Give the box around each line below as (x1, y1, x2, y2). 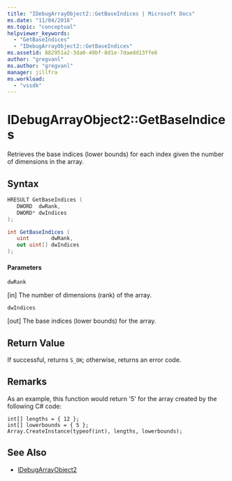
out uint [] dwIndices (16, 242, 80, 249)
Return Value (7, 337, 65, 349)
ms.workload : (7, 75, 45, 83)
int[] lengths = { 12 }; (7, 415, 80, 422)
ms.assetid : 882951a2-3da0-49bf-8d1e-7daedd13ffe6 (7, 50, 158, 57)
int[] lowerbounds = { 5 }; (7, 421, 89, 428)
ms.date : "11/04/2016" (7, 17, 73, 24)
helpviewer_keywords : (7, 29, 71, 37)
